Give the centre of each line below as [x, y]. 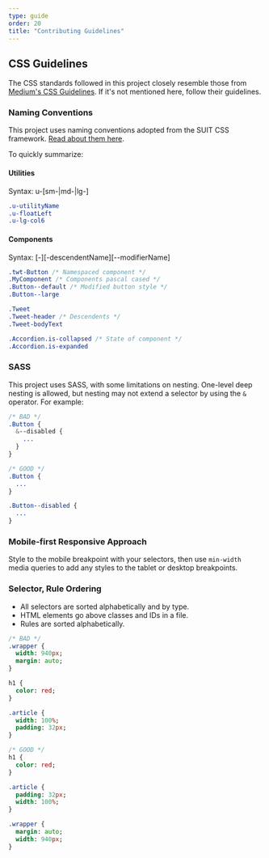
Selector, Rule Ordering [55, 589]
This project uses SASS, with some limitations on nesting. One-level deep [130, 384]
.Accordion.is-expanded [48, 346]
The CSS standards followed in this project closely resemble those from [128, 83]
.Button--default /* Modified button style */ [88, 287]
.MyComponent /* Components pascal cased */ [84, 280]
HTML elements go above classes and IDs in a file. [104, 615]
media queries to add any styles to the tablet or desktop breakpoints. [123, 568]
